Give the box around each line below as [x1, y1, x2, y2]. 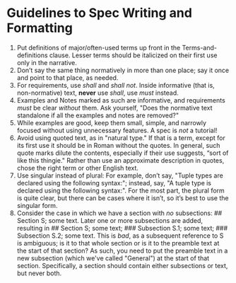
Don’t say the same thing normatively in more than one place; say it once [16, 66, 230, 74]
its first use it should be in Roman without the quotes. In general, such [16, 141, 220, 149]
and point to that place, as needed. [16, 73, 119, 82]
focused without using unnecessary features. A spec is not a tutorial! [16, 126, 218, 134]
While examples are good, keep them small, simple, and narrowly [16, 118, 206, 127]
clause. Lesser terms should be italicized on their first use [49, 51, 218, 59]
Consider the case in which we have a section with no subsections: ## [16, 209, 223, 217]
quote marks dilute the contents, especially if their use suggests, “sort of [16, 149, 229, 157]
